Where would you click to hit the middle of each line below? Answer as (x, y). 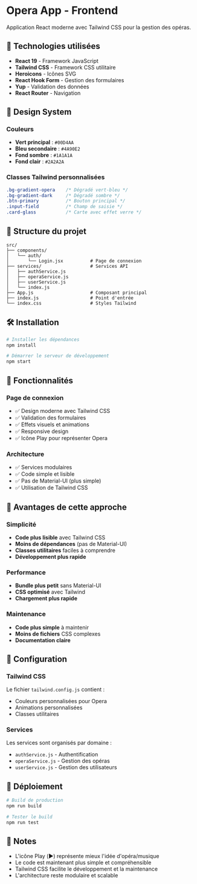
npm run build (24, 806)
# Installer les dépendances (43, 339)
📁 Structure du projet (46, 231)
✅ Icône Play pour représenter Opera (61, 438)
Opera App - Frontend (62, 11)
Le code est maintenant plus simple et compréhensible (83, 862)
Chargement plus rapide (46, 599)
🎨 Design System (39, 112)
